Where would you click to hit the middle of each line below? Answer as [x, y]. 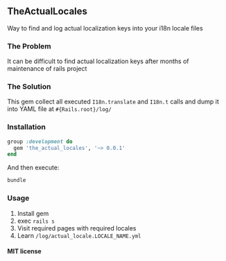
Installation [27, 127]
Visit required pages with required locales [77, 228]
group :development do [40, 142]
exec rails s [36, 221]
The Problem [29, 46]
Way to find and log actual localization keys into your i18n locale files [105, 28]
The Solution [29, 87]
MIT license [24, 251]
